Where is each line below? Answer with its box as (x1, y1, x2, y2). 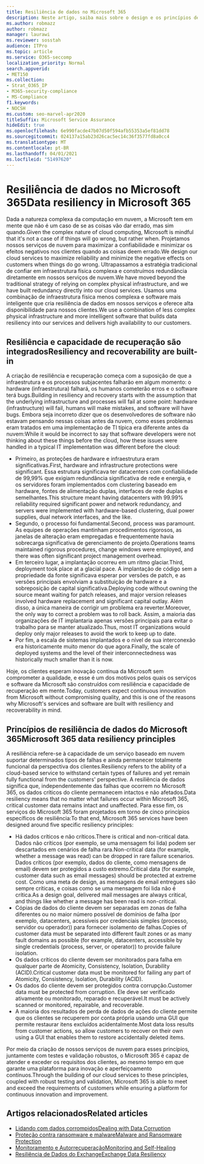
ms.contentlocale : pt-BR (6, 144, 69, 151)
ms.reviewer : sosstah (6, 37, 61, 43)
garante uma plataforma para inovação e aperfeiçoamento (6, 1065, 152, 1072)
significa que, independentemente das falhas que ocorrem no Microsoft (6, 782, 186, 789)
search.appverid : (6, 65, 50, 72)
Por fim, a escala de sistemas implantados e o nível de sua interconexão (15, 636, 196, 644)
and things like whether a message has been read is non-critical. (15, 897, 177, 905)
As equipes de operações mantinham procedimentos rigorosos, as (15, 527, 182, 534)
